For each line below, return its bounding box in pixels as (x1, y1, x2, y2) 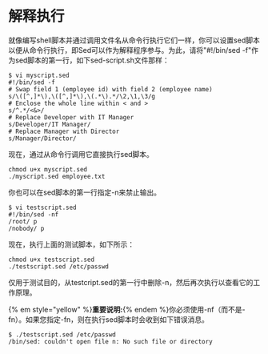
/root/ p (8, 217, 38, 225)
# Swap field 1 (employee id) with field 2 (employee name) (8, 85, 214, 93)
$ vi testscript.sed (8, 203, 78, 211)
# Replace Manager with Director (8, 127, 120, 135)
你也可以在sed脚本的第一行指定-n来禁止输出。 (8, 187, 162, 197)
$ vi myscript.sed (8, 71, 70, 79)
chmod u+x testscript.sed (8, 255, 94, 263)
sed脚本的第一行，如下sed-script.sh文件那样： (14, 55, 170, 65)
